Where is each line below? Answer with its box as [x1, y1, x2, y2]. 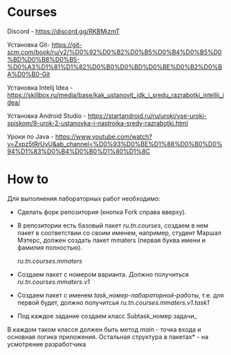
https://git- [51, 40, 82, 49]
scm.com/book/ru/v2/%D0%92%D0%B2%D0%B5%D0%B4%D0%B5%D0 [7, 48, 222, 56]
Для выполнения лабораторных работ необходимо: [7, 194, 160, 202]
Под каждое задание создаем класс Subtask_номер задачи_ [17, 311, 197, 320]
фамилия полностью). [17, 243, 83, 252]
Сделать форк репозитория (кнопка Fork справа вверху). [17, 207, 187, 216]
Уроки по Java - [7, 132, 54, 141]
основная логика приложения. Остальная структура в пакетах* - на [7, 332, 209, 340]
